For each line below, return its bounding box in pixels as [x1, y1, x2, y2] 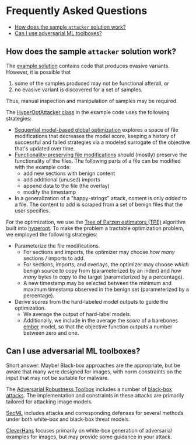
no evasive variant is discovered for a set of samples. [14, 86, 143, 93]
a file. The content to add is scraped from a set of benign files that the [14, 201, 183, 208]
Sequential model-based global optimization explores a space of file [14, 126, 179, 133]
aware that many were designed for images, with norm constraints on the [6, 368, 182, 375]
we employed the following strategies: [6, 231, 98, 238]
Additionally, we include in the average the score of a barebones [23, 317, 178, 324]
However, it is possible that [6, 68, 71, 76]
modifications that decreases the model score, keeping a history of [14, 132, 176, 139]
